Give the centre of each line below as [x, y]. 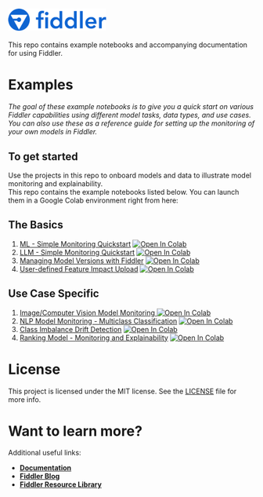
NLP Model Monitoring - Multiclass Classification [98, 321]
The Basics [36, 225]
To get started [43, 157]
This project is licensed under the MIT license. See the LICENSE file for [122, 391]
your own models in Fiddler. [53, 132]
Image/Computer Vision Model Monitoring [87, 312]
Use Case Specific [54, 294]
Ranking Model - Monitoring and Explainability [94, 338]
